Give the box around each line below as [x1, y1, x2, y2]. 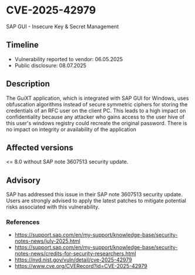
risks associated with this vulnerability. [6, 203, 100, 210]
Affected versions [6, 142, 73, 153]
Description [6, 79, 50, 89]
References [6, 218, 40, 226]
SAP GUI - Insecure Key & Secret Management [6, 23, 119, 30]
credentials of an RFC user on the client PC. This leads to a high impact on [6, 107, 186, 114]
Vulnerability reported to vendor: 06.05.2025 [14, 55, 123, 62]
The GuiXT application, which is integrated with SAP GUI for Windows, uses [6, 95, 189, 102]
